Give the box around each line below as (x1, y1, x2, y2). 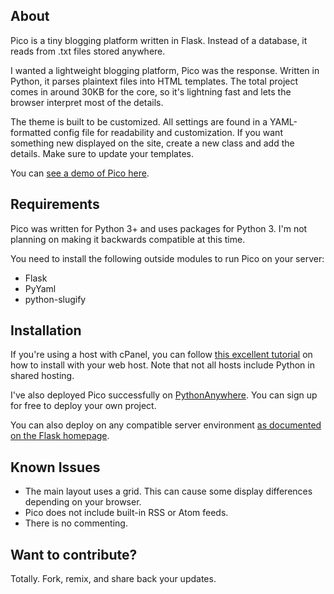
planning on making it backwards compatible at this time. (10, 233, 246, 245)
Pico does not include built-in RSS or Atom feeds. (24, 507, 229, 519)
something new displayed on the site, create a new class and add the (10, 137, 295, 149)
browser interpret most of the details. (10, 96, 164, 108)
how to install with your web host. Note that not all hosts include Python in (10, 359, 315, 371)
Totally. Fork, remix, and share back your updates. (10, 573, 217, 585)
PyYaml (24, 282, 57, 294)
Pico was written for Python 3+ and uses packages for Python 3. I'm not (10, 222, 308, 234)
